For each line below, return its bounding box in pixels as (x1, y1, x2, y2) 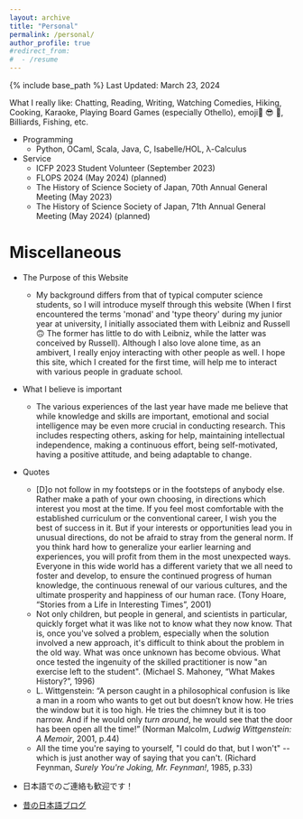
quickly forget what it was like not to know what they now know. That (35, 618, 293, 629)
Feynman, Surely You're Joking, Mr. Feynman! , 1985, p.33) (35, 761, 253, 772)
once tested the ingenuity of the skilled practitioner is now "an (35, 656, 268, 667)
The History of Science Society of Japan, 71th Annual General (35, 201, 266, 212)
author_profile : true (9, 38, 91, 48)
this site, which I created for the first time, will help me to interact (35, 356, 278, 367)
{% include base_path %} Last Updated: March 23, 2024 (9, 80, 221, 90)
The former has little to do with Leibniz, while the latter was (46, 327, 267, 338)
